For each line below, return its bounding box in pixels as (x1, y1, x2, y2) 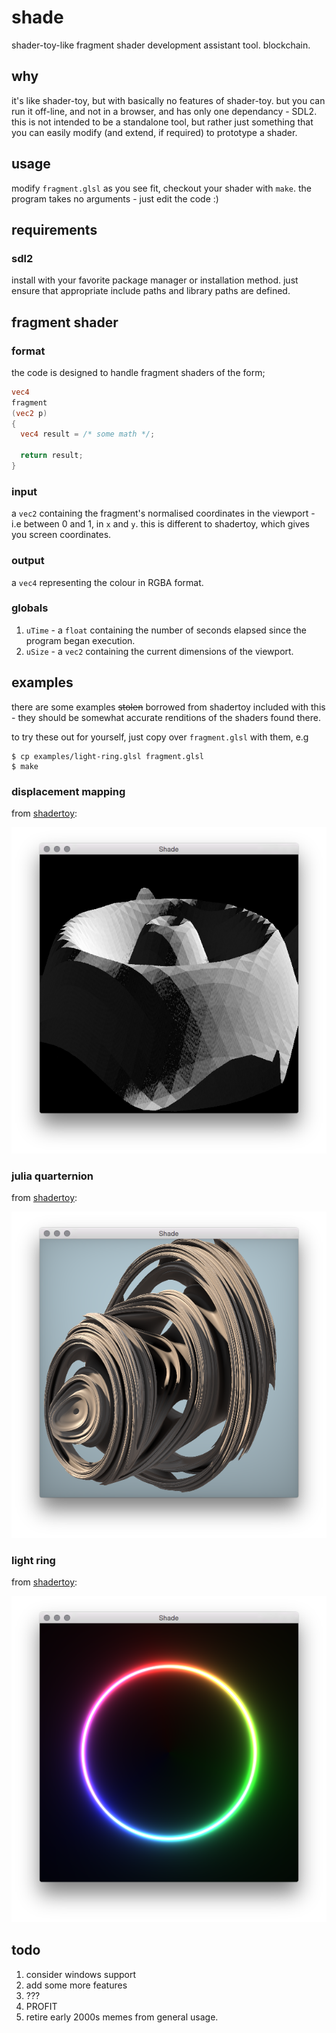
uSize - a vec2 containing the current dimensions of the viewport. (25, 645, 294, 657)
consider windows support (25, 1968, 137, 1980)
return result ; (20, 451, 84, 461)
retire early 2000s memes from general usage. (25, 2011, 219, 2023)
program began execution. (25, 634, 136, 646)
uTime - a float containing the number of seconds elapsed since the (25, 624, 308, 636)
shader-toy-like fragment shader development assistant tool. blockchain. (11, 39, 311, 51)
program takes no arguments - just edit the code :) (11, 192, 219, 205)
